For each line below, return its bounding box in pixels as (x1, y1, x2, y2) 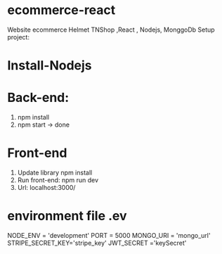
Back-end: (7, 90, 70, 106)
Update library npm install (17, 168, 93, 177)
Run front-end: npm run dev (17, 176, 99, 184)
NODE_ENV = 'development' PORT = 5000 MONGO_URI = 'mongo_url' (7, 231, 211, 239)
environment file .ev (7, 208, 128, 224)
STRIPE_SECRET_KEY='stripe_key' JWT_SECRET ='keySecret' (7, 239, 187, 247)
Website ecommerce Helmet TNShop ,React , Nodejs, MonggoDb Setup (7, 25, 216, 34)
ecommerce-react (7, 2, 116, 18)
